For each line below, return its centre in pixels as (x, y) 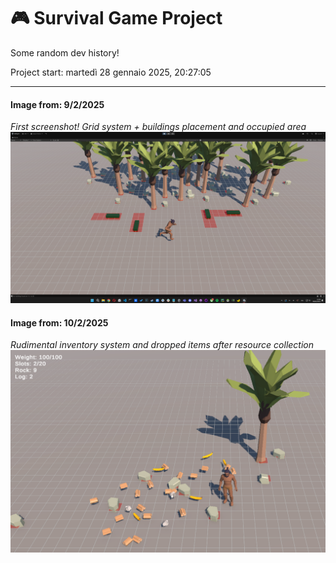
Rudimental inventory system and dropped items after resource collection (162, 345)
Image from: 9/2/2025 (57, 104)
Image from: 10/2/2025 (59, 322)
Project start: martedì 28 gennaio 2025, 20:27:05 (111, 72)
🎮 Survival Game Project (116, 18)
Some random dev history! (65, 52)
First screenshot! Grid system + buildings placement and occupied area (158, 127)
